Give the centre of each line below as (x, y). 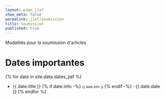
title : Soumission (24, 24)
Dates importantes (45, 63)
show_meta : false (23, 14)
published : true (22, 28)
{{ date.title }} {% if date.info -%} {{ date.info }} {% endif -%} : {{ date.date (86, 86)
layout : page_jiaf (24, 10)
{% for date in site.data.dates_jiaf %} (44, 77)
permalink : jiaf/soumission (35, 19)
